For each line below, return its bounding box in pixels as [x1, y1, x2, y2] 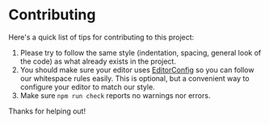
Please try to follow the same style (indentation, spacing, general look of [19, 48, 262, 57]
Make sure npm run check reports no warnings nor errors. [19, 90, 211, 100]
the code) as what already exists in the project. [19, 56, 176, 66]
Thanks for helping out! [8, 106, 86, 116]
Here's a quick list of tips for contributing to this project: [8, 32, 195, 42]
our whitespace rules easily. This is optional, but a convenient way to [19, 73, 250, 83]
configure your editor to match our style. [19, 82, 155, 92]
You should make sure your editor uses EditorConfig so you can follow [19, 64, 254, 74]
